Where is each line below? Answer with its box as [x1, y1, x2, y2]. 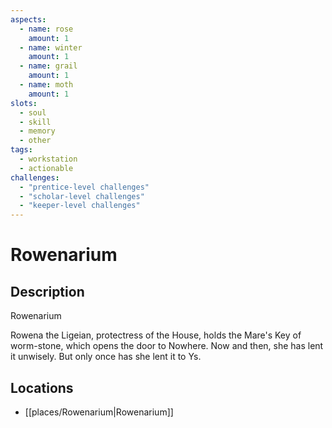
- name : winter [19, 42, 83, 53]
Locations [10, 379, 74, 396]
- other [19, 136, 52, 146]
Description [10, 283, 85, 300]
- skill [19, 117, 52, 127]
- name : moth [19, 80, 74, 90]
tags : [10, 145, 33, 155]
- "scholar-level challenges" [19, 191, 145, 201]
